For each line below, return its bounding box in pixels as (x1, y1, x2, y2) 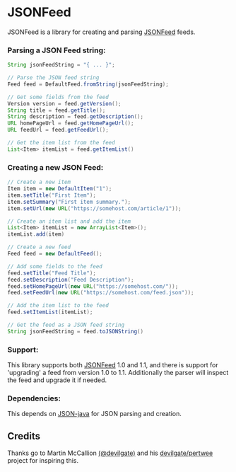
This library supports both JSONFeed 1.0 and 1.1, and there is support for (7, 361, 218, 369)
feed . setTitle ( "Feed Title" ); (7, 270, 97, 277)
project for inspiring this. (7, 456, 79, 465)
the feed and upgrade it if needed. (7, 376, 107, 384)
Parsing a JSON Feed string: (7, 45, 106, 55)
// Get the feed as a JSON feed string (7, 321, 125, 329)
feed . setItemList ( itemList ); (7, 309, 93, 316)
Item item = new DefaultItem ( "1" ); (7, 185, 112, 192)
